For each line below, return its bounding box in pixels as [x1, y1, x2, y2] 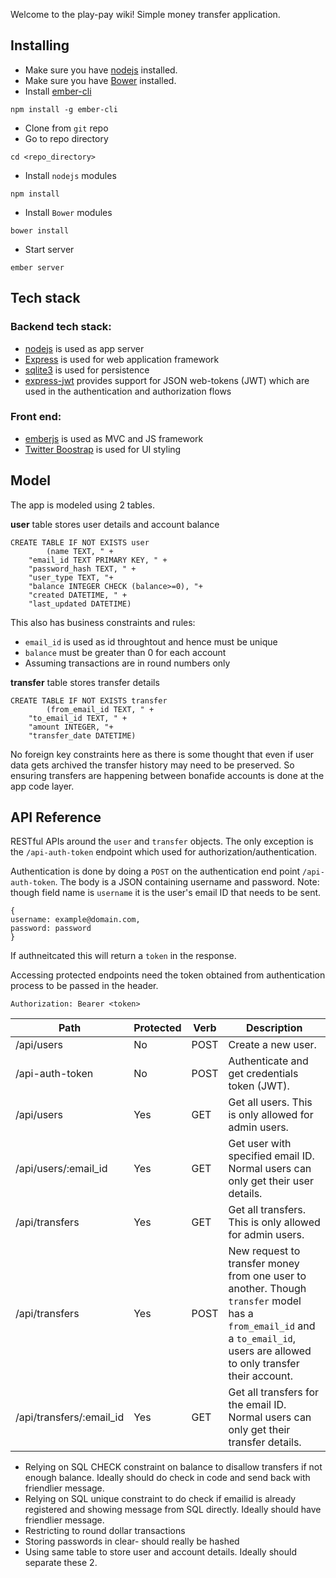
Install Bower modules [24, 206, 113, 218]
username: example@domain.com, [10, 915, 141, 925]
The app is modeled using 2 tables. [10, 499, 155, 511]
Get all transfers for [228, 1385, 320, 1399]
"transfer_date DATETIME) [28, 730, 137, 741]
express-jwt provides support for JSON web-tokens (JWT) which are [24, 374, 310, 386]
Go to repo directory [24, 132, 109, 144]
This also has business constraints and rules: [10, 616, 196, 628]
